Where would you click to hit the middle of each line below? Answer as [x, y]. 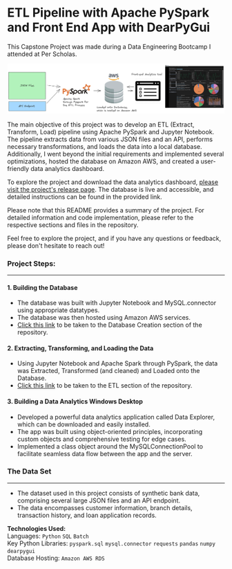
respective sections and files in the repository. [73, 225]
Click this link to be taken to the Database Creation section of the [109, 325]
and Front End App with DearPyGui [109, 27]
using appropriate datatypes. [58, 310]
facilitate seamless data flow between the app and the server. [105, 453]
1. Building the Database [42, 287]
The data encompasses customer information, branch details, [105, 507]
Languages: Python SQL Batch [48, 536]
